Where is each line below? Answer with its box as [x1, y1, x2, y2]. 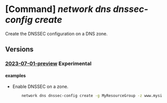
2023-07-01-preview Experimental [5, 60, 92, 67]
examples [5, 72, 26, 78]
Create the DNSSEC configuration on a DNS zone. [5, 30, 108, 36]
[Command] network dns [5, 3, 111, 15]
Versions [5, 45, 34, 53]
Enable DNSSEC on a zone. [12, 83, 69, 89]
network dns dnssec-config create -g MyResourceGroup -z [21, 93, 143, 98]
